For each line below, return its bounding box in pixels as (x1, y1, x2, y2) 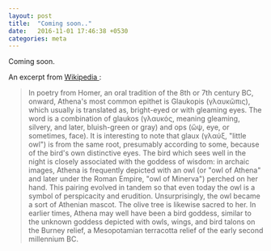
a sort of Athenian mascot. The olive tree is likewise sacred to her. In (28, 200, 256, 210)
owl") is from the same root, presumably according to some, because (28, 139, 260, 150)
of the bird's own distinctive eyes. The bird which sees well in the (28, 148, 247, 158)
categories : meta (8, 34, 67, 43)
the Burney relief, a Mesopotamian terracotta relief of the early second (28, 226, 264, 236)
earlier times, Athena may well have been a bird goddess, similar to (28, 208, 252, 219)
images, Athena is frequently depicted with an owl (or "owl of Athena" (28, 165, 261, 175)
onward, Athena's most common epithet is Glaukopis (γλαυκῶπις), (28, 96, 251, 106)
